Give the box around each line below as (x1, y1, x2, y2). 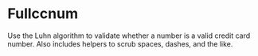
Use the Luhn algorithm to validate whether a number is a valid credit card (7, 31, 251, 40)
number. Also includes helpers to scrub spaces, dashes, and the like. (7, 39, 233, 48)
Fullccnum (7, 5, 79, 23)
